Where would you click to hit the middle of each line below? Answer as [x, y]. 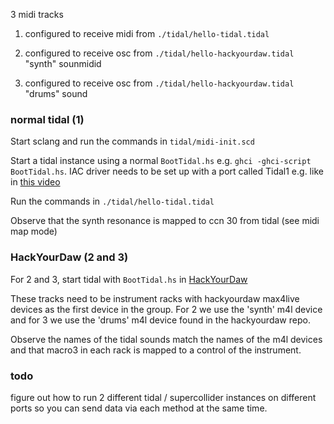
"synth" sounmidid [63, 63]
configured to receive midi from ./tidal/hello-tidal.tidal [147, 33]
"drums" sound [56, 93]
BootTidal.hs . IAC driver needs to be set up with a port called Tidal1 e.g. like [167, 171]
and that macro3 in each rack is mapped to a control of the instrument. [156, 350]
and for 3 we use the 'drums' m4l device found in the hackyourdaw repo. [160, 320]
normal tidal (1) [47, 119]
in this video [35, 182]
